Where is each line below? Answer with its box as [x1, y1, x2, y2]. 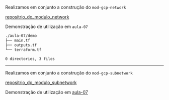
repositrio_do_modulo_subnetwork [5, 79, 77, 85]
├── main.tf [5, 37, 30, 43]
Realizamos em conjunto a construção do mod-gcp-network [5, 4, 126, 10]
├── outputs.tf [5, 42, 37, 47]
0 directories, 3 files [5, 56, 55, 61]
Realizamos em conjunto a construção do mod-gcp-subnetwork [5, 70, 133, 76]
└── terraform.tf [5, 47, 42, 52]
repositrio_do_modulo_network [5, 14, 69, 19]
